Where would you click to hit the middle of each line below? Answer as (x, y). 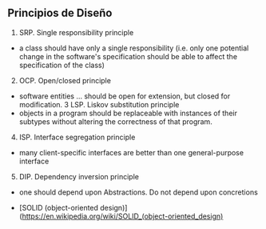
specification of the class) (62, 65)
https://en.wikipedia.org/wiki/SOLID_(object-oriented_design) (123, 216)
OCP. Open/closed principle (65, 80)
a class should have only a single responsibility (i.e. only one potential (134, 48)
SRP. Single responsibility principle (76, 32)
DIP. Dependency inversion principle (79, 176)
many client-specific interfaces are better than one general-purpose (131, 152)
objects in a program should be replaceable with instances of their (128, 113)
